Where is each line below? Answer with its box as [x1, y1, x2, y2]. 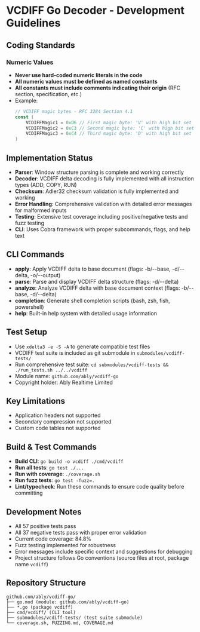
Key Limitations [6, 395, 66, 406]
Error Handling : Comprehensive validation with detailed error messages [14, 200, 192, 207]
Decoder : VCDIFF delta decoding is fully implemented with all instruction [14, 174, 194, 182]
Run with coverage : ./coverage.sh [14, 470, 100, 478]
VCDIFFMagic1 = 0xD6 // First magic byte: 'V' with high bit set [26, 119, 192, 125]
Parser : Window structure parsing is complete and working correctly [14, 168, 184, 176]
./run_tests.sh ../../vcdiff [14, 367, 88, 373]
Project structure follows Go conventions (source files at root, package [14, 554, 189, 562]
